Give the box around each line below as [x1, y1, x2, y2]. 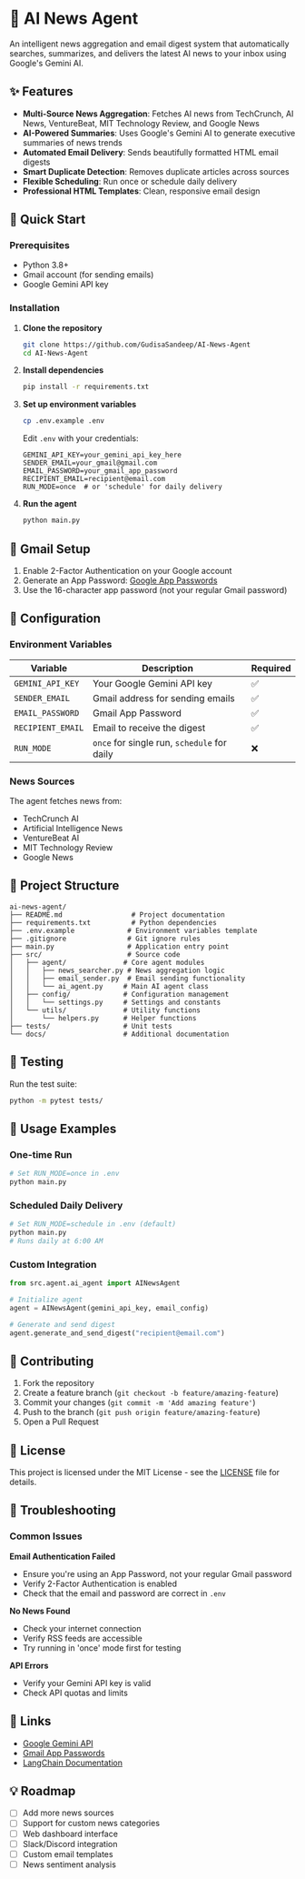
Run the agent [22, 498, 77, 509]
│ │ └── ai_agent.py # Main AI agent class [9, 981, 209, 990]
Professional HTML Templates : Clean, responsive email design [22, 186, 261, 196]
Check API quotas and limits [22, 1687, 129, 1698]
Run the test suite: [9, 1078, 77, 1090]
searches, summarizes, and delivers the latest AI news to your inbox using [9, 47, 287, 58]
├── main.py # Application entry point [9, 941, 230, 951]
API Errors [9, 1660, 49, 1671]
